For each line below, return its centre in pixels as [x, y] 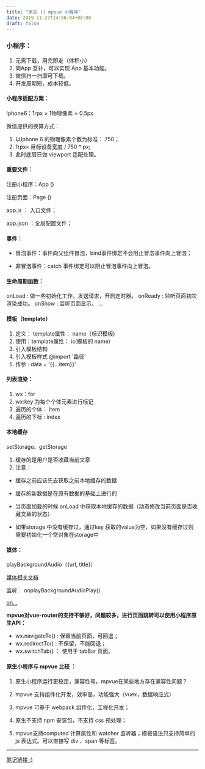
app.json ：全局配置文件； [39, 223]
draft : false [23, 23]
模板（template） [29, 319]
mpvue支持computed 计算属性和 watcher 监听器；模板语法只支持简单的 [105, 733]
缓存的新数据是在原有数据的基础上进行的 [66, 493]
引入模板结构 [31, 348]
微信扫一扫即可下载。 [42, 75]
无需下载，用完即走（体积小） [52, 60]
